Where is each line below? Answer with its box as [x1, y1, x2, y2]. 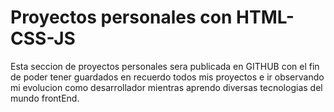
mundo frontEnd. [10, 92, 80, 104]
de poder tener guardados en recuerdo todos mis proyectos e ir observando [10, 71, 325, 83]
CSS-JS [10, 27, 76, 50]
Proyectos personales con [10, 6, 233, 29]
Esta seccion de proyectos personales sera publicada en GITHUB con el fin [10, 60, 320, 72]
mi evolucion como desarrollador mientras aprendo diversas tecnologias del [10, 81, 323, 93]
